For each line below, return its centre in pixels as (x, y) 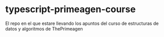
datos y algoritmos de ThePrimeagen (44, 28)
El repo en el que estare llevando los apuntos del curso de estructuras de (82, 23)
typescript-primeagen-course (71, 9)
